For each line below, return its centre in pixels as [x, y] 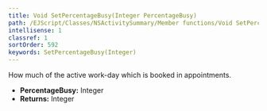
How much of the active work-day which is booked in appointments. [120, 75]
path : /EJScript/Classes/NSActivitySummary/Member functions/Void [120, 23]
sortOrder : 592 [33, 45]
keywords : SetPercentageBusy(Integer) [72, 52]
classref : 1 [28, 38]
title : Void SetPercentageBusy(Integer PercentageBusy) [103, 15]
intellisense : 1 [35, 30]
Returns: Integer [47, 99]
